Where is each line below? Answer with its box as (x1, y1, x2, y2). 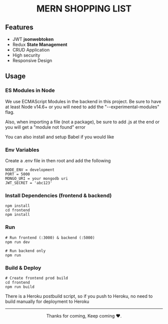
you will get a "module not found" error (5, 124, 86, 130)
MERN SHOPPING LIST (36, 3, 131, 15)
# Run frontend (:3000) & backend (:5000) (5, 235, 95, 240)
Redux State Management (12, 42, 67, 48)
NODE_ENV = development (5, 167, 55, 172)
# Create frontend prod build (5, 275, 68, 280)
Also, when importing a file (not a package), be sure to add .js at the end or (5, 119, 160, 125)
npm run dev (5, 239, 30, 244)
